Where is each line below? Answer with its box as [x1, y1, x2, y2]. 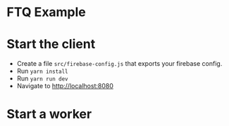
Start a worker [6, 106, 92, 122]
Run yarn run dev [16, 74, 68, 83]
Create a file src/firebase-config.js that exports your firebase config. [16, 59, 223, 68]
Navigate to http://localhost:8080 [16, 82, 113, 90]
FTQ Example [6, 4, 86, 20]
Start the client [6, 36, 96, 52]
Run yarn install [16, 67, 68, 76]
